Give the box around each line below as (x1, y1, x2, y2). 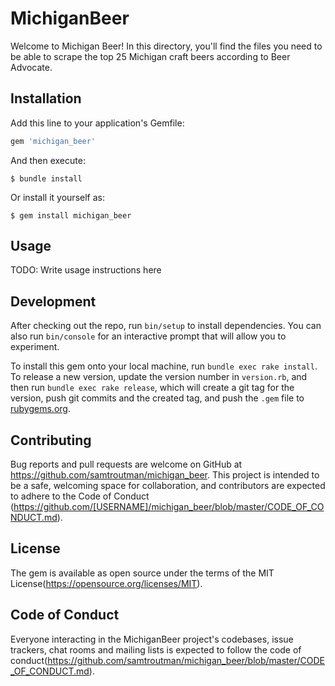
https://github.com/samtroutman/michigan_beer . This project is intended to (10, 469, 320, 481)
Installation (10, 90, 82, 107)
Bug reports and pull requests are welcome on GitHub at (10, 458, 243, 471)
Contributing (10, 432, 92, 449)
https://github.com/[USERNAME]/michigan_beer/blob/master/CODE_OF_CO (13, 501, 325, 513)
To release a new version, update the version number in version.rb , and (10, 371, 308, 383)
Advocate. (10, 61, 53, 73)
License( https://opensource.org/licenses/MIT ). (10, 577, 203, 589)
